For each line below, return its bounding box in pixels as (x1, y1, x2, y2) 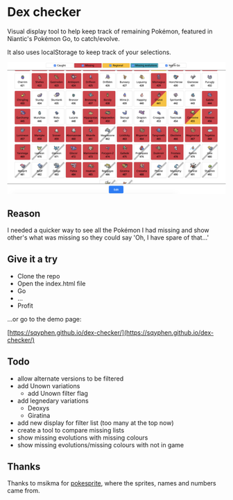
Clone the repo (17, 272, 60, 280)
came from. (7, 487, 40, 495)
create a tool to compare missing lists (17, 426, 125, 434)
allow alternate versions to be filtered (17, 374, 123, 383)
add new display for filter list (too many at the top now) (17, 418, 175, 427)
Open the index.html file (17, 279, 86, 287)
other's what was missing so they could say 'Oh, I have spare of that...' (7, 233, 209, 242)
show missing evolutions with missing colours (17, 433, 148, 442)
